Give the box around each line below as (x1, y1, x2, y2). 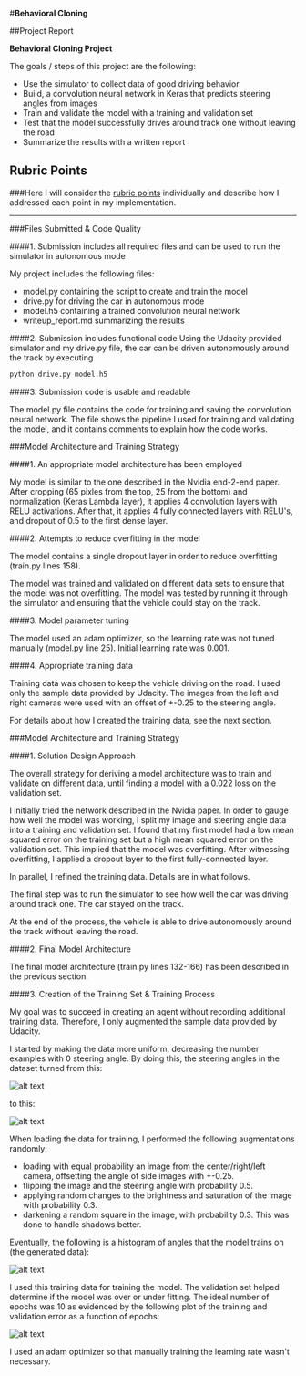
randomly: (9, 1142, 47, 1153)
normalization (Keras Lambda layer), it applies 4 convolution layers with (9, 495, 278, 506)
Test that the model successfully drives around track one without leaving (22, 118, 296, 128)
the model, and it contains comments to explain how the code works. (9, 423, 269, 434)
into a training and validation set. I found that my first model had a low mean (9, 824, 294, 835)
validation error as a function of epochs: (9, 1310, 160, 1321)
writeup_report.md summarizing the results (22, 315, 185, 326)
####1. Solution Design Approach (9, 750, 137, 761)
